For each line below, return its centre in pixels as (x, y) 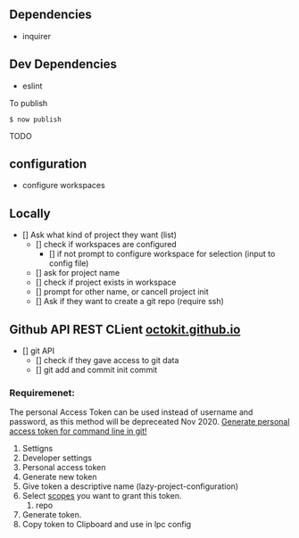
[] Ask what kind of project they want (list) (99, 235)
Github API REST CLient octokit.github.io (125, 329)
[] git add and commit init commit (96, 370)
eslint (32, 86)
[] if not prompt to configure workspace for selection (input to (162, 254)
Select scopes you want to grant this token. (102, 496)
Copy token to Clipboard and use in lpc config (107, 525)
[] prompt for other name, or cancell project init (122, 292)
